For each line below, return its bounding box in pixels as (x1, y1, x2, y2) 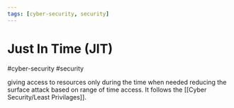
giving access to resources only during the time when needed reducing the (7, 78, 227, 86)
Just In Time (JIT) (7, 40, 113, 56)
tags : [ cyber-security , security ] (7, 10, 110, 18)
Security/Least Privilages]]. (7, 92, 87, 101)
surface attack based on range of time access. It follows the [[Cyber (7, 85, 207, 94)
